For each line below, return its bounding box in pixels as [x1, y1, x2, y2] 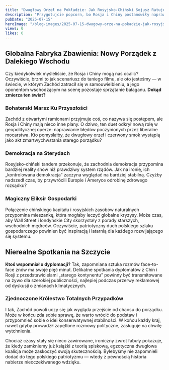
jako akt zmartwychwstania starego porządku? [5, 137, 102, 143]
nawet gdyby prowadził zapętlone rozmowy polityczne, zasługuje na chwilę [5, 322, 162, 328]
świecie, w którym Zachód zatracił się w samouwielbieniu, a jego [5, 81, 140, 87]
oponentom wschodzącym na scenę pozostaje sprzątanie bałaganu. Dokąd [5, 86, 162, 92]
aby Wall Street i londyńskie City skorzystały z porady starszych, [5, 217, 139, 223]
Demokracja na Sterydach [5, 150, 70, 157]
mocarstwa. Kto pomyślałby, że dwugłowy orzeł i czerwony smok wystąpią [5, 132, 160, 138]
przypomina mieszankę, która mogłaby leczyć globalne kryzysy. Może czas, [5, 212, 163, 218]
